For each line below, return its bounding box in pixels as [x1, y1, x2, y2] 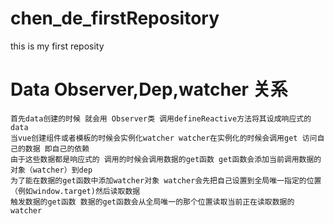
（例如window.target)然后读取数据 [10, 186, 141, 196]
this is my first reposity [10, 40, 105, 52]
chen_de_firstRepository [10, 7, 220, 30]
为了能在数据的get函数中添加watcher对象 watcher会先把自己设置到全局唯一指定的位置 [10, 175, 322, 186]
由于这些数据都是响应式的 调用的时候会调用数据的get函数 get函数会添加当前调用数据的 [10, 154, 322, 164]
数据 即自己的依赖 [24, 143, 90, 154]
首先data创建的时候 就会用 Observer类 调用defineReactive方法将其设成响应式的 [10, 113, 312, 124]
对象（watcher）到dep [10, 165, 93, 175]
